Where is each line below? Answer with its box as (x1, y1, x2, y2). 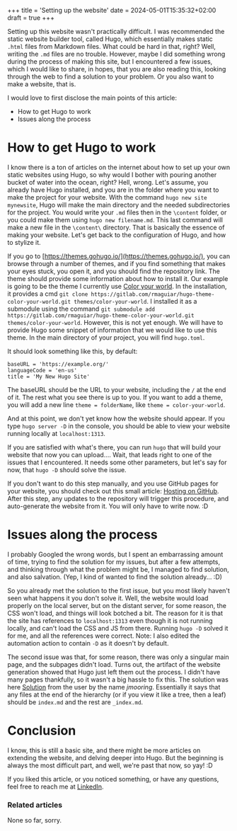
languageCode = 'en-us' (7, 367, 78, 374)
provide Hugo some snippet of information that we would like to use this (7, 326, 217, 334)
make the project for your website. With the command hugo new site (7, 193, 207, 201)
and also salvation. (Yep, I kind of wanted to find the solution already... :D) (7, 573, 223, 581)
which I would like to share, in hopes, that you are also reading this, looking (7, 65, 226, 73)
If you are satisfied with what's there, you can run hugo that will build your (7, 442, 221, 452)
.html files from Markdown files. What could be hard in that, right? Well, (7, 42, 216, 50)
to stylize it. (7, 238, 41, 246)
